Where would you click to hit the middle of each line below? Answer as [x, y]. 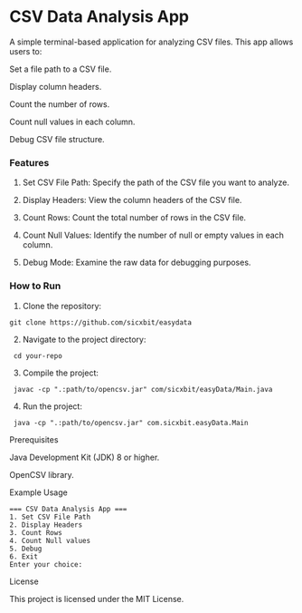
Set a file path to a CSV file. [61, 69]
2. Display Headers [46, 525]
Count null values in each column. [72, 122]
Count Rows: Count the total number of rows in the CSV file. [134, 218]
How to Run [35, 286]
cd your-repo [38, 355]
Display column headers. [56, 86]
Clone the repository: [62, 306]
